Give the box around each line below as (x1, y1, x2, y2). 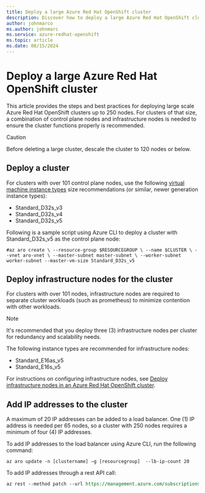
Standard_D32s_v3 (15, 204, 63, 211)
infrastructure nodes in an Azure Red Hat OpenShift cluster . (6, 381, 156, 389)
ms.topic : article (6, 37, 53, 43)
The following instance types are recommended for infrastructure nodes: (6, 345, 190, 352)
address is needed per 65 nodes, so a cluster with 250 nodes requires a (6, 422, 187, 430)
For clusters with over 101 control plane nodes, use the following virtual (6, 179, 185, 186)
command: (6, 447, 34, 454)
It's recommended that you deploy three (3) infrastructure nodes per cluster (6, 327, 197, 334)
